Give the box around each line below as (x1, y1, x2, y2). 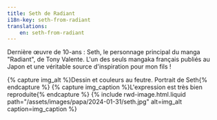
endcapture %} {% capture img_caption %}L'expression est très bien (7, 83, 203, 91)
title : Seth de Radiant (7, 10, 76, 17)
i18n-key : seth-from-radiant (7, 16, 91, 23)
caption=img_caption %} (7, 105, 77, 113)
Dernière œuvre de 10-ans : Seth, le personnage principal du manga (7, 48, 200, 56)
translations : (7, 23, 48, 29)
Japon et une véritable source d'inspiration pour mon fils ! (7, 62, 172, 71)
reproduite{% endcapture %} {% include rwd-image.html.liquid (7, 91, 186, 99)
